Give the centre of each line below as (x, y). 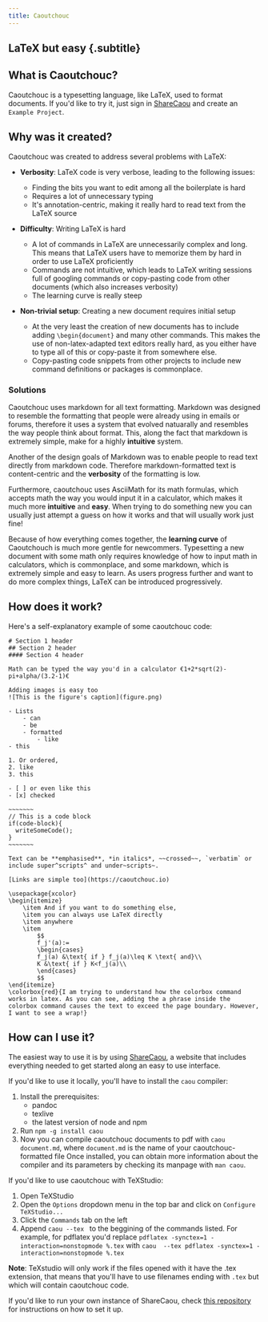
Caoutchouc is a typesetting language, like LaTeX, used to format (116, 95)
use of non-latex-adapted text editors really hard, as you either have (144, 343)
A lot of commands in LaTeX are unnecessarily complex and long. (140, 244)
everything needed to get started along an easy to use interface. (114, 1065)
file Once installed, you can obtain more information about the (156, 1156)
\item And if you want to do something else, (100, 907)
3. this (21, 774)
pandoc (44, 1105)
